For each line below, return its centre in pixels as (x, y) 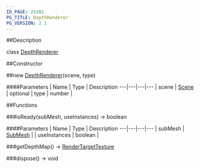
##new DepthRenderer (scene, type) (51, 76)
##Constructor (25, 63)
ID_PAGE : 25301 (25, 12)
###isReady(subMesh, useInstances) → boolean (67, 117)
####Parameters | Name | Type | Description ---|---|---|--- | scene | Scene (100, 87)
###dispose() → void (32, 158)
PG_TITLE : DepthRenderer (37, 18)
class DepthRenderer (33, 52)
